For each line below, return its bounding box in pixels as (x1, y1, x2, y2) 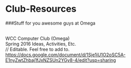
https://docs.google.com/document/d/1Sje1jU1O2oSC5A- (5, 52, 126, 58)
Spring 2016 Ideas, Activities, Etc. (5, 40, 76, 47)
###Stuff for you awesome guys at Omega (5, 20, 96, 26)
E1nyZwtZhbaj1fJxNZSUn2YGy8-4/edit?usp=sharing (5, 57, 117, 63)
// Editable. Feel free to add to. (5, 46, 70, 52)
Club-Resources (5, 3, 77, 15)
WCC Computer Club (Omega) (5, 35, 70, 41)
